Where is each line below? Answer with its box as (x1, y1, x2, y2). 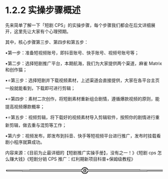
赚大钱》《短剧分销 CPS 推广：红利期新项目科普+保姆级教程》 (9, 156, 136, 162)
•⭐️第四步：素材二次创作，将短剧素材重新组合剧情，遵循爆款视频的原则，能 (5, 96, 160, 102)
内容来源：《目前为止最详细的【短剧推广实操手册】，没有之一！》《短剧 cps (5, 149, 156, 155)
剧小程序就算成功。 (5, 139, 45, 145)
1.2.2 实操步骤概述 (5, 5, 81, 16)
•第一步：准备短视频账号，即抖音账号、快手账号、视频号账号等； (5, 50, 139, 56)
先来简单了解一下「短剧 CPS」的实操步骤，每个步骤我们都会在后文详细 (5, 22, 151, 28)
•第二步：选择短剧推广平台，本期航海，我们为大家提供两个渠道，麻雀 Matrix (5, 60, 162, 66)
